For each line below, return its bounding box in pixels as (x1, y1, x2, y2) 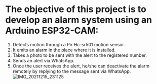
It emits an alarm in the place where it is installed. (12, 47, 115, 53)
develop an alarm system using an (5, 14, 152, 26)
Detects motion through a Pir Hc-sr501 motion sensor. (12, 41, 125, 47)
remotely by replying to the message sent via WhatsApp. (12, 68, 131, 74)
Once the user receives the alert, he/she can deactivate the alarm (12, 63, 150, 69)
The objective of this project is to (5, 4, 147, 15)
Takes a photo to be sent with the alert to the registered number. (12, 52, 147, 58)
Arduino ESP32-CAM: (5, 25, 99, 36)
